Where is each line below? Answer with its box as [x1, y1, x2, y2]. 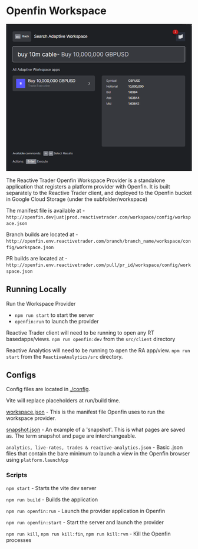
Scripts [6, 471, 28, 479]
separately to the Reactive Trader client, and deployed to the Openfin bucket [6, 189, 192, 196]
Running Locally [6, 285, 67, 295]
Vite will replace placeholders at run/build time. [6, 397, 121, 404]
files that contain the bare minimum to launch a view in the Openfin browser [6, 450, 190, 457]
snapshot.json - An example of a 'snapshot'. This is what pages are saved [6, 426, 186, 434]
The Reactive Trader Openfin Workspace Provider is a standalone [6, 177, 166, 184]
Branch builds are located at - [6, 231, 78, 238]
